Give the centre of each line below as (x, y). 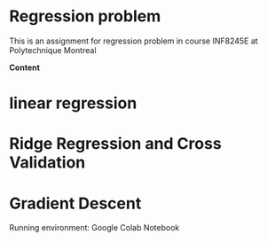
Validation (47, 163)
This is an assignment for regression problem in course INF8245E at (134, 41)
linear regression (73, 103)
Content (24, 67)
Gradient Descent (75, 203)
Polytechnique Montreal (53, 50)
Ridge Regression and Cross (115, 144)
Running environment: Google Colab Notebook (94, 228)
